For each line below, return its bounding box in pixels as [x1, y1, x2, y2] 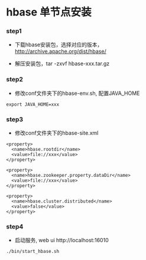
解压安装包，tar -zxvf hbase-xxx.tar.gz [14, 60, 110, 67]
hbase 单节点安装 [6, 5, 92, 19]
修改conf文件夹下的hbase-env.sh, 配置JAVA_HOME [14, 90, 140, 97]
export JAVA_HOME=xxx [6, 102, 60, 107]
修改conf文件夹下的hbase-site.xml [14, 129, 99, 137]
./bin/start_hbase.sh [6, 249, 60, 255]
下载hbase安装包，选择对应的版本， [14, 41, 103, 48]
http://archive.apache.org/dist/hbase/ [14, 48, 106, 55]
